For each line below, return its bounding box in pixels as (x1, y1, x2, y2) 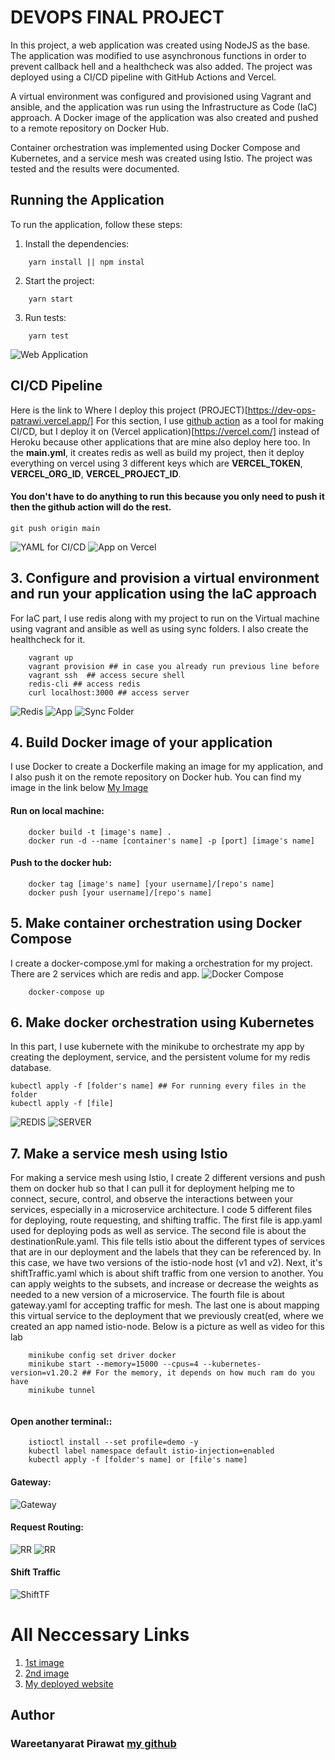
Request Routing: (10, 1521, 85, 1533)
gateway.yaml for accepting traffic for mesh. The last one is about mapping (10, 1299, 320, 1311)
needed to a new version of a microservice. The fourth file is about (10, 1289, 285, 1301)
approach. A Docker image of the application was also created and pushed (10, 111, 319, 123)
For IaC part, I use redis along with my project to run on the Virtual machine (10, 612, 320, 624)
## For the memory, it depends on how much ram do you (81, 1368, 315, 1378)
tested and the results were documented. (10, 162, 180, 175)
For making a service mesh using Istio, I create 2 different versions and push (10, 1172, 326, 1184)
